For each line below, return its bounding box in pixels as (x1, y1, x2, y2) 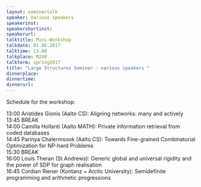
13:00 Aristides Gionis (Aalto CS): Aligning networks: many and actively (6, 110, 183, 117)
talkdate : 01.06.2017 (6, 43, 61, 49)
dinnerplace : (6, 71, 39, 77)
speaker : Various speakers (6, 14, 74, 21)
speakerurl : (6, 31, 36, 37)
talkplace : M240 (6, 54, 47, 60)
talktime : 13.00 (6, 48, 47, 54)
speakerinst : (6, 20, 39, 26)
